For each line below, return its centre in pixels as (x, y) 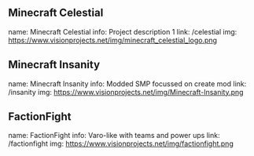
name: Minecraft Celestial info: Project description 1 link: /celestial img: (123, 31)
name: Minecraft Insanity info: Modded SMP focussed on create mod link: (127, 83)
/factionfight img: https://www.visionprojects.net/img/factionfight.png (121, 143)
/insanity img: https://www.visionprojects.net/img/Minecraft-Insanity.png (126, 92)
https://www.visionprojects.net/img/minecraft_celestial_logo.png (113, 40)
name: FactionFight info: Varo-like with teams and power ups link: (114, 136)
